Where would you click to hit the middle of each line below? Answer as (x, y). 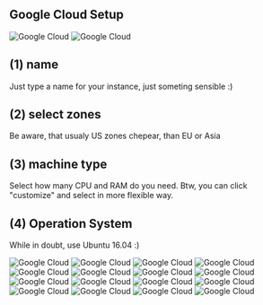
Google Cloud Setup (66, 15)
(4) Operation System (71, 223)
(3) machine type (58, 164)
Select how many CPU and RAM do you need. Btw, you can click (128, 186)
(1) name (34, 65)
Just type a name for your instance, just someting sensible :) (121, 86)
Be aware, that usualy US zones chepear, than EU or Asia (115, 136)
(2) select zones (55, 114)
